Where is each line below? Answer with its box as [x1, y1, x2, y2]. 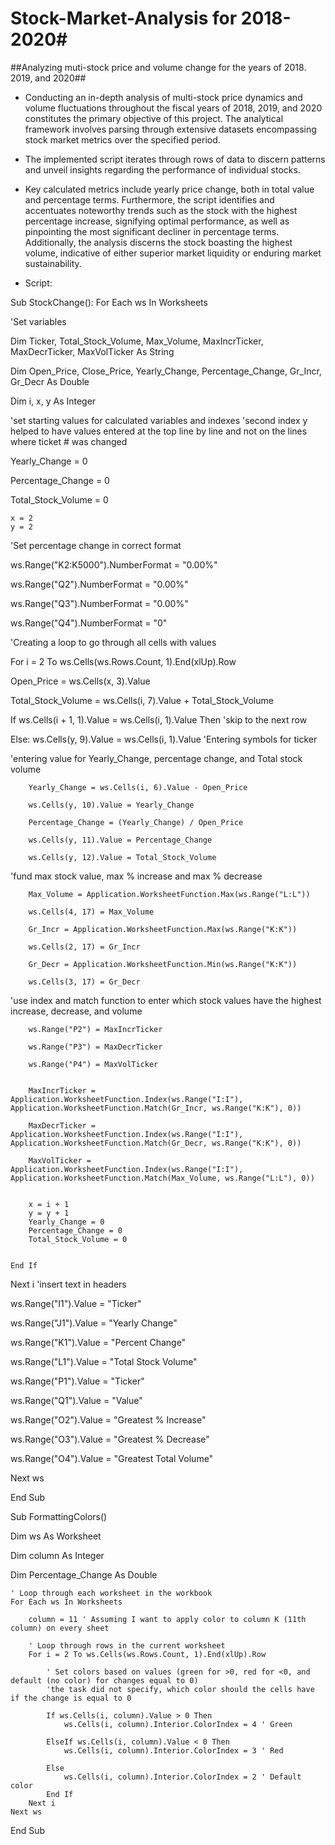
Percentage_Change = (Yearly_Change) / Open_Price [28, 817, 244, 827]
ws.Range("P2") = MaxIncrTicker [28, 1024, 163, 1034]
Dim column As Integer [10, 1549, 105, 1561]
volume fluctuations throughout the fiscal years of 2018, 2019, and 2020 [24, 102, 323, 114]
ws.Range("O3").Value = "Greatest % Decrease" [10, 1433, 210, 1445]
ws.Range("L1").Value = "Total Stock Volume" [10, 1355, 198, 1367]
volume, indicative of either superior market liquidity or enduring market [24, 247, 322, 259]
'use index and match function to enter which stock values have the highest [10, 994, 322, 1006]
